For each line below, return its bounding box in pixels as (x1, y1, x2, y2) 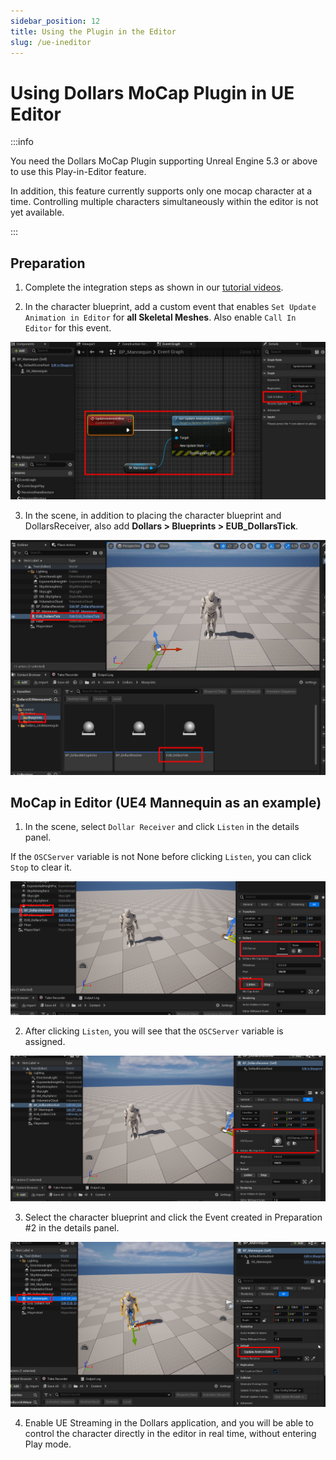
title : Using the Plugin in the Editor (10, 26, 177, 37)
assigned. (24, 1036, 66, 1048)
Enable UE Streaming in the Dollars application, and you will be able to (24, 1417, 314, 1429)
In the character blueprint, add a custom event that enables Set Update (24, 301, 317, 313)
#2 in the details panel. (24, 1221, 120, 1234)
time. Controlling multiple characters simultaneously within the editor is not (10, 196, 319, 208)
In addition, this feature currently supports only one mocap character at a (10, 185, 313, 197)
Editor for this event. (24, 322, 112, 334)
